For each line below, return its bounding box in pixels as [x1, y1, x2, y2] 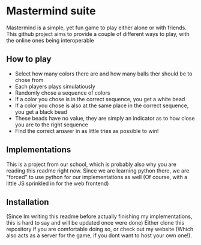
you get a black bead [14, 108, 67, 115]
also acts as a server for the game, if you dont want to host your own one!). [6, 232, 192, 239]
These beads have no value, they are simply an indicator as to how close [14, 114, 195, 122]
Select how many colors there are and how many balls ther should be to [14, 70, 193, 77]
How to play [6, 54, 52, 64]
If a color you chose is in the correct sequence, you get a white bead [14, 95, 185, 102]
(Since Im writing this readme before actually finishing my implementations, [6, 213, 193, 220]
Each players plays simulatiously [14, 83, 96, 90]
